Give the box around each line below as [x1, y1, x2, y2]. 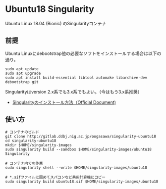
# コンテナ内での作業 [5, 161, 43, 166]
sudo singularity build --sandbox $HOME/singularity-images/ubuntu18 [5, 147, 152, 152]
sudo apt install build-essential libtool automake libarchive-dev [5, 75, 148, 80]
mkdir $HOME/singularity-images [5, 142, 72, 147]
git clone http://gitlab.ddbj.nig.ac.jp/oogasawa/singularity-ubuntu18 [5, 134, 156, 139]
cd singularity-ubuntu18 [5, 138, 56, 143]
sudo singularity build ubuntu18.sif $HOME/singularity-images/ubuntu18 [5, 179, 159, 184]
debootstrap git [5, 79, 39, 85]
